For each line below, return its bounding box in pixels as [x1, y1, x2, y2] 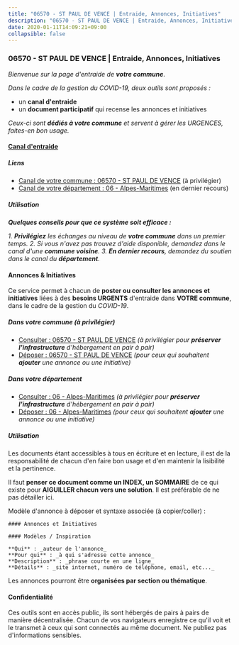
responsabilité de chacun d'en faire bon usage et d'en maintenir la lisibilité [8, 457, 226, 465]
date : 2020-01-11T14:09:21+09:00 [8, 23, 107, 31]
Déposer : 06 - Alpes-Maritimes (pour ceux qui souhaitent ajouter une [18, 407, 225, 416]
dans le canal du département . [8, 255, 100, 263]
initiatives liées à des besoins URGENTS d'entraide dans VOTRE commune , [8, 294, 232, 302]
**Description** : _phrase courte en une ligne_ [8, 558, 155, 565]
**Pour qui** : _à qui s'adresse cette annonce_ [8, 551, 155, 559]
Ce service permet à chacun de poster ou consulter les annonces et [8, 287, 210, 295]
